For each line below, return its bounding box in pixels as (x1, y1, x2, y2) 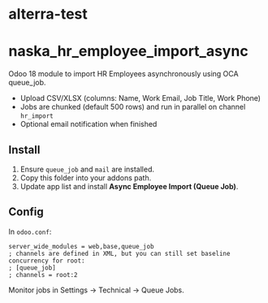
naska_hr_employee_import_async (8, 42, 249, 61)
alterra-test (8, 5, 88, 24)
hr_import (19, 112, 54, 120)
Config (8, 205, 44, 219)
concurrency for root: (8, 257, 85, 265)
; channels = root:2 (8, 271, 79, 279)
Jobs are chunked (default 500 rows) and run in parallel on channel (19, 102, 246, 112)
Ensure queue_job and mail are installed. (19, 164, 155, 174)
